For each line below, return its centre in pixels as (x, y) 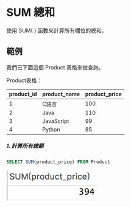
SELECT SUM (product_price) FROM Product (58, 162)
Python (51, 130)
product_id (23, 94)
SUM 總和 (31, 12)
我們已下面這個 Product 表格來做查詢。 (55, 67)
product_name (61, 94)
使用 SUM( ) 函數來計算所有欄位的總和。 (57, 30)
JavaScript (56, 121)
